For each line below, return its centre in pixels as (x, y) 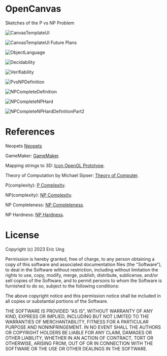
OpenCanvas (33, 9)
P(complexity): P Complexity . (36, 185)
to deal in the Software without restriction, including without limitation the (82, 270)
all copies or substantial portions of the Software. (57, 301)
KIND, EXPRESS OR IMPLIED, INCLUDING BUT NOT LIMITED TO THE (77, 316)
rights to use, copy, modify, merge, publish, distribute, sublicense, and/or (82, 275)
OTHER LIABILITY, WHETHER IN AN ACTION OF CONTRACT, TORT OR (79, 338)
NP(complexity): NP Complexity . (39, 195)
